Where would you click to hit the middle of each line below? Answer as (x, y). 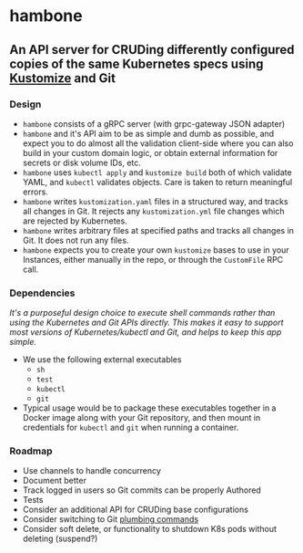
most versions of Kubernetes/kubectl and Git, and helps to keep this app (146, 332)
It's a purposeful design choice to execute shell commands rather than (142, 313)
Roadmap (31, 451)
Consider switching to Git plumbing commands (110, 519)
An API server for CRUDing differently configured (152, 50)
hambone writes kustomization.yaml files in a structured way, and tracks (155, 201)
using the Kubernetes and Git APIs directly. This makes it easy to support (146, 323)
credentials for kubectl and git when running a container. (131, 428)
